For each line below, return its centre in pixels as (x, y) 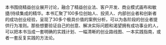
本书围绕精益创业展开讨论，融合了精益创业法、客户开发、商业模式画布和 (79, 7)
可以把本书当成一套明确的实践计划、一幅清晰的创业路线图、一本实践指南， (81, 32)
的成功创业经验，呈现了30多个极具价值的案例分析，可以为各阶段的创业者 (79, 19)
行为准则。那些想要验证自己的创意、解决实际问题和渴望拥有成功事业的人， (85, 25)
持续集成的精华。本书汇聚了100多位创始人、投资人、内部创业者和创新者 (84, 13)
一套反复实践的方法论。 (33, 38)
